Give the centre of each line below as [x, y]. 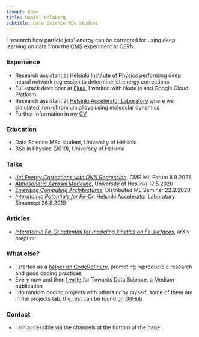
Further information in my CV [51, 113]
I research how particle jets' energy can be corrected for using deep [91, 40]
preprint [25, 238]
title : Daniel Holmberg [36, 17]
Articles [18, 218]
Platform [26, 94]
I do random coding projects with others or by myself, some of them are [104, 292]
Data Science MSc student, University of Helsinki [76, 142]
